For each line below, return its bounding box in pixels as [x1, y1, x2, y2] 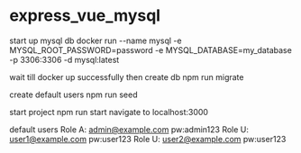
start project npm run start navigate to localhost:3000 [9, 106, 209, 117]
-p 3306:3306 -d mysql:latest [9, 54, 120, 65]
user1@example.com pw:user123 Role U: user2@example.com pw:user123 [9, 133, 287, 144]
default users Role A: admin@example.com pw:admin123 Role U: [9, 123, 250, 135]
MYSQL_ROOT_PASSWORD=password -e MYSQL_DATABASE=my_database [9, 44, 293, 55]
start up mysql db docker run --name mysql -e [9, 35, 182, 46]
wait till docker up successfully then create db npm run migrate [9, 71, 244, 82]
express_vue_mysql [9, 5, 160, 26]
